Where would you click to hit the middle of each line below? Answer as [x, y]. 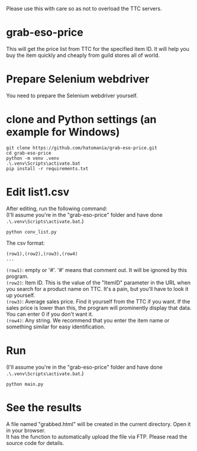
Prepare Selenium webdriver [78, 79]
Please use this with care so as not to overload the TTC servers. [84, 9]
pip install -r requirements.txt [47, 168]
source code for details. [35, 443]
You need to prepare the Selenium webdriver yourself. [72, 95]
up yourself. [21, 295]
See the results [44, 407]
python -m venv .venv [33, 158]
